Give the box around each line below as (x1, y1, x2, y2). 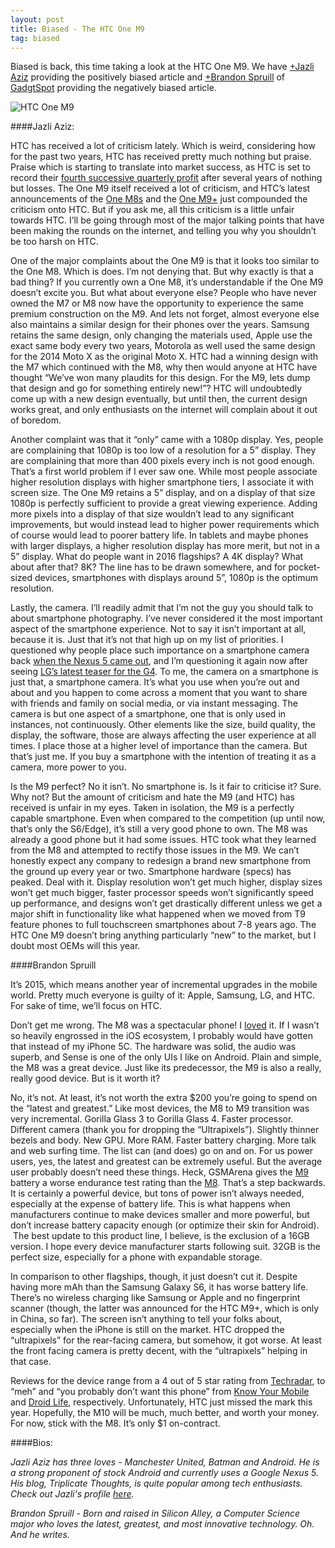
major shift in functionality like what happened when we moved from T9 (10, 908, 307, 920)
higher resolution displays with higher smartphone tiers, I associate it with (10, 476, 314, 488)
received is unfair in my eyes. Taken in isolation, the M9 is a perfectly (10, 802, 295, 814)
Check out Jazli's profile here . (10, 1488, 135, 1500)
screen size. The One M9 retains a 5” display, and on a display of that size (10, 487, 316, 499)
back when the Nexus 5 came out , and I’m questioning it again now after (10, 655, 309, 667)
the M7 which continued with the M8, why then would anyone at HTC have (10, 361, 318, 373)
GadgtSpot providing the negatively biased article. (10, 82, 217, 94)
